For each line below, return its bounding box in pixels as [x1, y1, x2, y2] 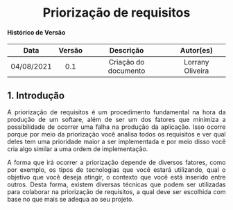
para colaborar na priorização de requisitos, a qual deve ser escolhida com [7, 188, 226, 196]
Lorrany [183, 58, 209, 67]
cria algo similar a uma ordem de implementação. [7, 145, 148, 153]
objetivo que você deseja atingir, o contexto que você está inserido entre [7, 173, 226, 182]
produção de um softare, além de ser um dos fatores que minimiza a [7, 116, 226, 124]
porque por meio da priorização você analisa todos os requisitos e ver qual [7, 130, 226, 139]
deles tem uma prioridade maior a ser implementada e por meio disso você [7, 137, 226, 146]
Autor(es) [180, 46, 213, 55]
